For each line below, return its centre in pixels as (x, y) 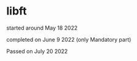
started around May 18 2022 (42, 28)
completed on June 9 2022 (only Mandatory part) (69, 39)
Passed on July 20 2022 (37, 51)
